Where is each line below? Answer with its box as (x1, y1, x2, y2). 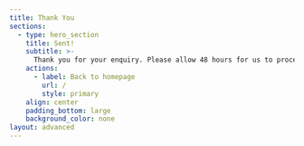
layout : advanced (9, 123, 75, 132)
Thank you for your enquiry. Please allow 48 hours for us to (33, 55, 273, 64)
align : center (25, 97, 79, 107)
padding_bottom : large (25, 106, 111, 115)
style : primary (42, 89, 100, 98)
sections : (9, 22, 47, 31)
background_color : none (25, 114, 116, 123)
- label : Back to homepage (33, 73, 136, 82)
